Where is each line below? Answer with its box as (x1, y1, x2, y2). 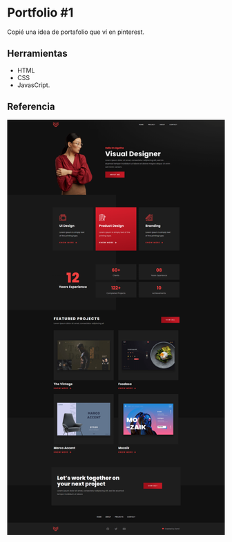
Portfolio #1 (7, 5, 74, 21)
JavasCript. (17, 81, 50, 89)
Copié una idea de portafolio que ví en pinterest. (7, 28, 145, 36)
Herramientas (7, 48, 68, 59)
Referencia (7, 101, 55, 113)
